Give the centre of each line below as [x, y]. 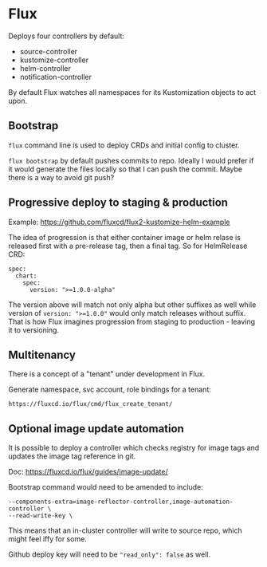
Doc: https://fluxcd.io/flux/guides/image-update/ [88, 472]
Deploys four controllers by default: [67, 36]
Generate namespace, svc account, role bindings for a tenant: [110, 390]
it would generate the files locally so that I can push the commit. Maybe [126, 169]
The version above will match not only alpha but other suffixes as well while [132, 305]
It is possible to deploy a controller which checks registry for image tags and [134, 448]
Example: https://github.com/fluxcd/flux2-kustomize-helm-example [119, 222]
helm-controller [45, 68]
